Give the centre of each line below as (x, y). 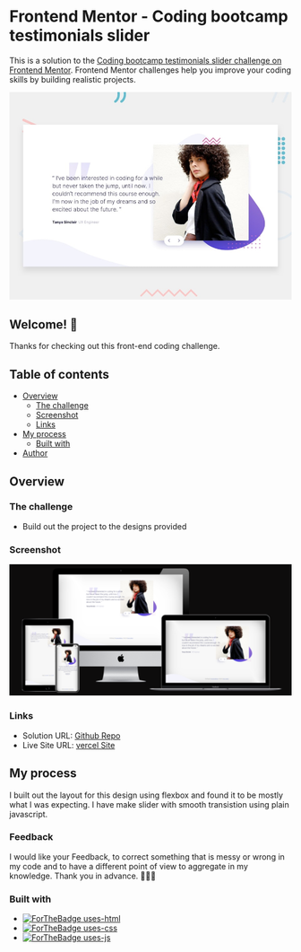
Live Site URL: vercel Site (69, 745)
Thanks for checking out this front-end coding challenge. (115, 346)
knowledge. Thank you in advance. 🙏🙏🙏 (83, 876)
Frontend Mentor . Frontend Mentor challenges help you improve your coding (150, 70)
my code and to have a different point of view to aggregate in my (129, 866)
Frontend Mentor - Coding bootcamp (149, 17)
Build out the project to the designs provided (104, 526)
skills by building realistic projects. (73, 79)
